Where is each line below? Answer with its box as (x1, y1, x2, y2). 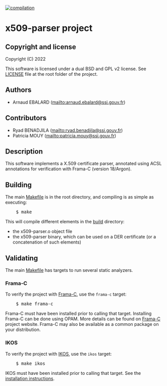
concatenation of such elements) (12, 239, 82, 245)
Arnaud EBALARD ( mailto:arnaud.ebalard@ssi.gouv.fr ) (12, 99, 126, 105)
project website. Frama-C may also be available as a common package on (5, 321, 159, 327)
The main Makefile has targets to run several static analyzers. (5, 267, 133, 273)
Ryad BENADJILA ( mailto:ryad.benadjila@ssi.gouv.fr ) (12, 127, 123, 133)
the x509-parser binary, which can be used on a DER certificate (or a (12, 234, 156, 240)
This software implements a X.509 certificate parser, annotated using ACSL (5, 161, 162, 167)
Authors (5, 86, 32, 94)
